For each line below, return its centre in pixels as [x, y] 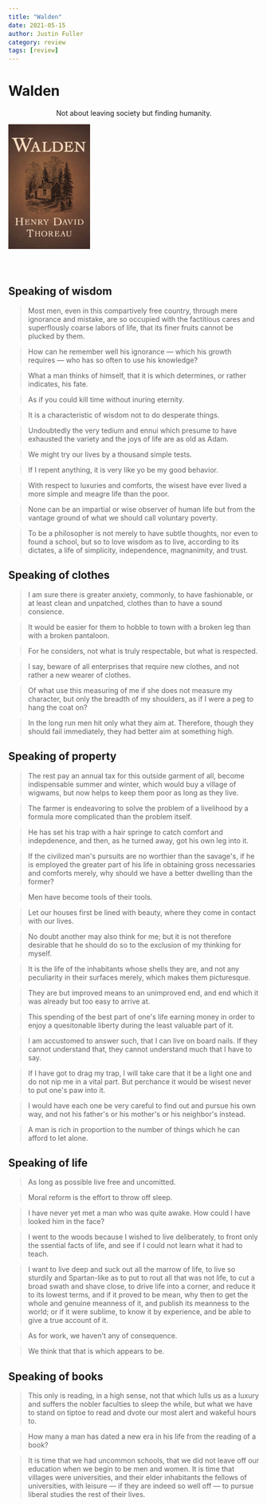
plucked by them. [56, 336]
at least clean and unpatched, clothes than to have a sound [125, 603]
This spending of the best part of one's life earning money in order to [141, 1016]
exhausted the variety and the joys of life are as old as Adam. [128, 438]
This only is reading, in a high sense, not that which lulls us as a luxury [143, 1396]
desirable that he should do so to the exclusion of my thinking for [134, 945]
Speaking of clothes [59, 575]
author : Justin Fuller [46, 34]
